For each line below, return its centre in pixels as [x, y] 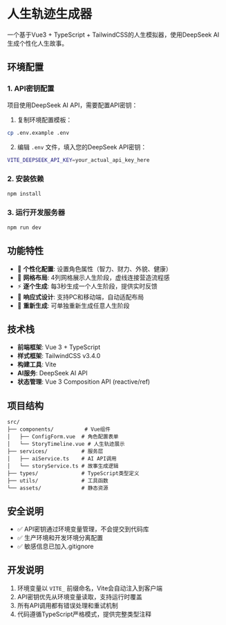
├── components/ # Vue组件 [59, 429]
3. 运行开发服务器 [36, 213]
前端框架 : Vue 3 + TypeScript [59, 347]
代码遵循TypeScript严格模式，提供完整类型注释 [84, 614]
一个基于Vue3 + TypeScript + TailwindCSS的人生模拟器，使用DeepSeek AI [113, 35]
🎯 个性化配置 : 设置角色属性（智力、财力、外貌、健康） [94, 269]
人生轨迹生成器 [50, 14]
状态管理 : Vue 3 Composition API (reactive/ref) [84, 382]
